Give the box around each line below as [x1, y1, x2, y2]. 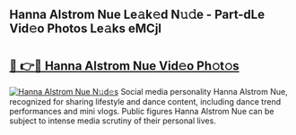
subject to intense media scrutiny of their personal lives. [9, 115, 217, 126]
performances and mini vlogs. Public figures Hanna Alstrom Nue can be [9, 106, 274, 116]
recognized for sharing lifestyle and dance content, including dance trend [9, 97, 281, 106]
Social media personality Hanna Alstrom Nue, [120, 87, 289, 97]
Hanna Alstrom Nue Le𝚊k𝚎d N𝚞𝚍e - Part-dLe [9, 7, 266, 22]
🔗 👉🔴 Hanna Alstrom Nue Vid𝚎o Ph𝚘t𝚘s [9, 58, 239, 73]
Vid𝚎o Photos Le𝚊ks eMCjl [9, 21, 162, 37]
